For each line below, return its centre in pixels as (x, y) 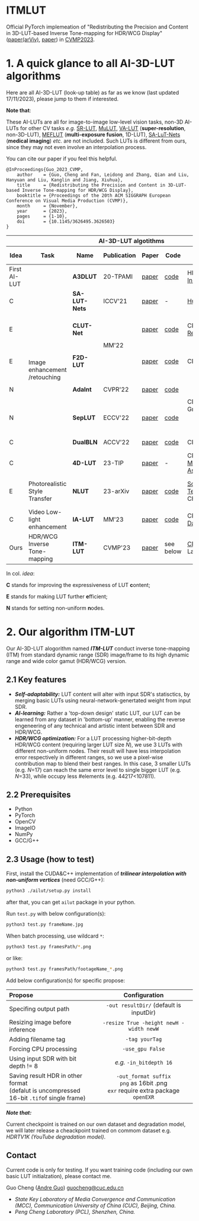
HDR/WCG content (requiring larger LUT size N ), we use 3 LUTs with (98, 744)
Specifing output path (39, 1009)
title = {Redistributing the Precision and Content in (91, 185)
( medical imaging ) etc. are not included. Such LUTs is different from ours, (97, 141)
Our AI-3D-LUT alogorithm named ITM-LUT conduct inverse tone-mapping (98, 648)
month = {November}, (47, 206)
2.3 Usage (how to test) (50, 859)
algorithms (33, 76)
